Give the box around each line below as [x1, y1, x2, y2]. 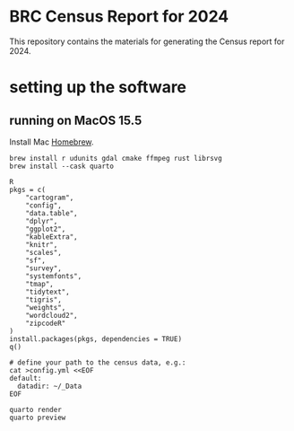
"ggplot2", [25, 224, 66, 233]
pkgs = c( [9, 185, 47, 194]
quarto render [9, 405, 63, 414]
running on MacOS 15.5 [9, 112, 143, 128]
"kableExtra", [25, 232, 78, 242]
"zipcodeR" [25, 319, 66, 328]
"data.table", [25, 208, 78, 217]
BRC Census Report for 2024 [9, 6, 229, 27]
